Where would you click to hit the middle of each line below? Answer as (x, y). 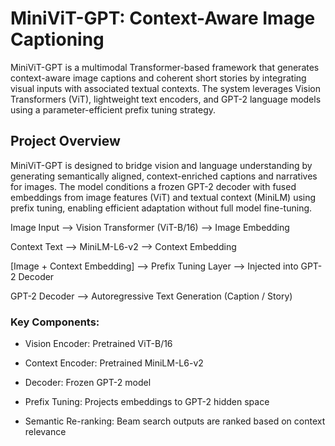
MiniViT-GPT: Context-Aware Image (163, 18)
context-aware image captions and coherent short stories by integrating (158, 78)
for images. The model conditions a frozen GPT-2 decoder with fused (153, 186)
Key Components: (55, 322)
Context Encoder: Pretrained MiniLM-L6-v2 (114, 363)
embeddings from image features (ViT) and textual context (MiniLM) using (163, 197)
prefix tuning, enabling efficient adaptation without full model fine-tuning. (161, 208)
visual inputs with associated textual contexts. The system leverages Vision (165, 88)
